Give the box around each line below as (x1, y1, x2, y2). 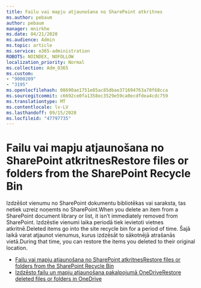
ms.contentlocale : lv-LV (6, 104, 69, 110)
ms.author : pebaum (6, 14, 52, 20)
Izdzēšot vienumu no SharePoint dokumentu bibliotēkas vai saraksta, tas (6, 199, 187, 207)
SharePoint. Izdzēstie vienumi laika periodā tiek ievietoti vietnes (6, 219, 164, 226)
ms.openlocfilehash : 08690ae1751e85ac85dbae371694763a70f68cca (6, 87, 169, 93)
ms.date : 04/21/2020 (6, 31, 58, 37)
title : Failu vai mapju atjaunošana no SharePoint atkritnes (6, 8, 163, 15)
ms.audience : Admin (6, 37, 55, 43)
